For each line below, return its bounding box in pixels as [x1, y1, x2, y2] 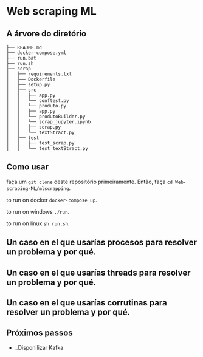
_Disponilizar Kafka [15, 344, 64, 351]
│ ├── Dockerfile [6, 76, 56, 83]
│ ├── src [6, 87, 36, 93]
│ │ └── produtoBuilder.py [6, 114, 86, 120]
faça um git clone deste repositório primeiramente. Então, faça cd [6, 178, 173, 185]
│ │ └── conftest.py [6, 98, 69, 104]
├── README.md [6, 44, 43, 50]
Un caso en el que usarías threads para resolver [6, 267, 191, 277]
